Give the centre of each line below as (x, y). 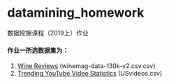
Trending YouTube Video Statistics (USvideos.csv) (90, 74)
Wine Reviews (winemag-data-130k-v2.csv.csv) (86, 66)
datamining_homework (76, 13)
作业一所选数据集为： (38, 50)
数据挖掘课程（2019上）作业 (48, 33)
